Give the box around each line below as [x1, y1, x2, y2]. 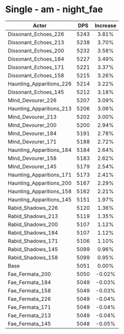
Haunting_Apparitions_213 [8, 105, 72, 112]
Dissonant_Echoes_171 [8, 64, 65, 71]
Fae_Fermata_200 [8, 270, 51, 277]
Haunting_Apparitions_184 [8, 146, 72, 153]
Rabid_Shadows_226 [8, 204, 58, 211]
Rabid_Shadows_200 [8, 220, 58, 228]
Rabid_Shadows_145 [8, 245, 58, 253]
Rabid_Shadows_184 [8, 229, 58, 236]
